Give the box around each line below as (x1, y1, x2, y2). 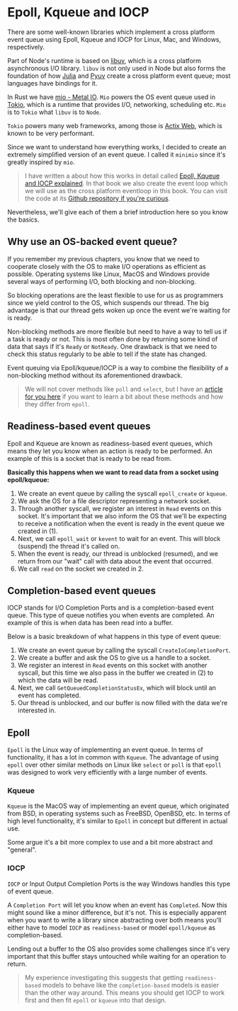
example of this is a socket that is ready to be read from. (7, 454, 172, 462)
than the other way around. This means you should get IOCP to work (24, 988, 225, 997)
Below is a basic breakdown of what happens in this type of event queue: (7, 632, 222, 641)
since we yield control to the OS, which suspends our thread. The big (7, 298, 209, 307)
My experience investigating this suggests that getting (24, 973, 183, 981)
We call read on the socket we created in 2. (17, 564, 144, 573)
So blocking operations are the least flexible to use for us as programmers (7, 291, 224, 299)
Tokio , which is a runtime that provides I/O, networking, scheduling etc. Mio (7, 100, 227, 108)
